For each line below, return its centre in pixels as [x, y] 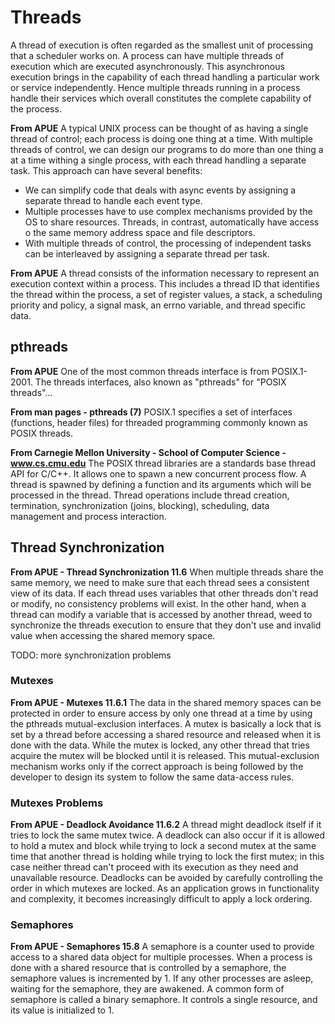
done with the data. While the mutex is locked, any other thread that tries [160, 745]
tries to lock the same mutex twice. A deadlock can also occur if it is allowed [168, 835]
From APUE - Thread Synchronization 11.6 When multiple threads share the [167, 572]
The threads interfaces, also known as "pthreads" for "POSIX [160, 382]
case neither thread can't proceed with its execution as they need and [154, 867]
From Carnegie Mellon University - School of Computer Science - [148, 452]
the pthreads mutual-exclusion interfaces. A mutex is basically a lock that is [166, 723]
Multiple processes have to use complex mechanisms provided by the [168, 211]
